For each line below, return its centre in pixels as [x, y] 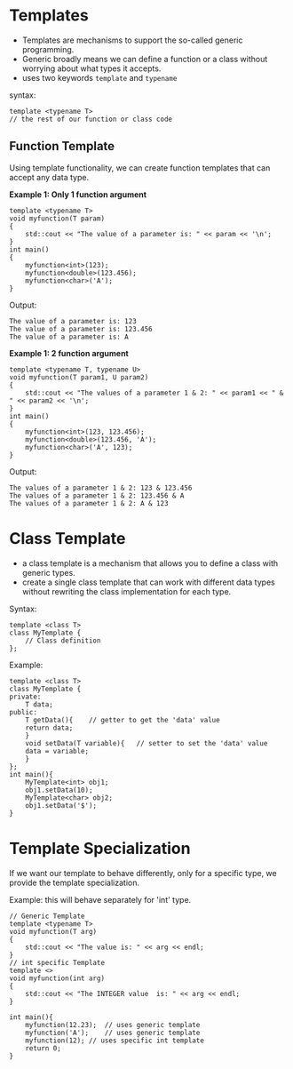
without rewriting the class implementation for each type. [127, 591]
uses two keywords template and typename [99, 77]
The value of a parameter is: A [69, 337]
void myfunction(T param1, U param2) [79, 377]
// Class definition [63, 641]
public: [24, 712]
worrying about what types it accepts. [91, 68]
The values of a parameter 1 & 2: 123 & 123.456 [101, 488]
